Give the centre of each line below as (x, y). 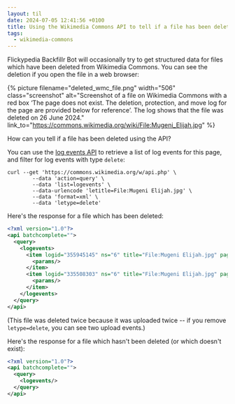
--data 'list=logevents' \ (72, 185)
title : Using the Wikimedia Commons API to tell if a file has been (109, 27)
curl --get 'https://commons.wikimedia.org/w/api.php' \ (92, 173)
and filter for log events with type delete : (66, 160)
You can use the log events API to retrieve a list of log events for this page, (115, 152)
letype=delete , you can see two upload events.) (76, 327)
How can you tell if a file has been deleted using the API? (89, 139)
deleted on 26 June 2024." (46, 118)
